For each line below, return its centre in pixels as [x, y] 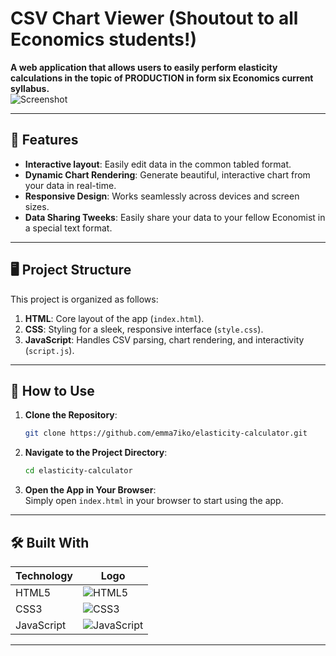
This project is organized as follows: [84, 299]
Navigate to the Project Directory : [96, 453]
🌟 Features [44, 140]
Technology [44, 575]
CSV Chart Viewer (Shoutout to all [154, 18]
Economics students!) [104, 39]
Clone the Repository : [71, 415]
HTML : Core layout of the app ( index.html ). [114, 318]
